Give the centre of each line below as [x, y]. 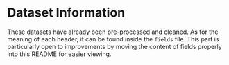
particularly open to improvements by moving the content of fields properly [114, 46]
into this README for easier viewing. [59, 54]
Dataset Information [66, 13]
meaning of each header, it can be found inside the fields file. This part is [113, 39]
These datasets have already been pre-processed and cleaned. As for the [113, 32]
